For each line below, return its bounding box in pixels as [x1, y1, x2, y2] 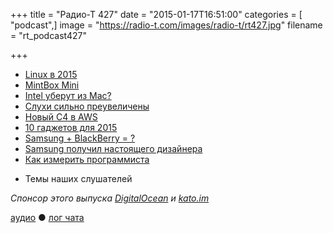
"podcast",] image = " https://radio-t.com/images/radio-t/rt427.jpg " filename [10, 19, 323, 31]
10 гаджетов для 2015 [24, 122, 118, 133]
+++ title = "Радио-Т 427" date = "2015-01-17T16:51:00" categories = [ [10, 9, 303, 20]
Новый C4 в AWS [24, 111, 98, 123]
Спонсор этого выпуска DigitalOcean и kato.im [10, 192, 210, 204]
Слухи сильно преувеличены [24, 100, 150, 112]
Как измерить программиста [24, 154, 150, 165]
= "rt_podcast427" [10, 30, 87, 41]
